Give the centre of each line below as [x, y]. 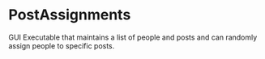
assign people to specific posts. [62, 45]
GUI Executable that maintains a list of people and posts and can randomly [133, 37]
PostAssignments [70, 15]
